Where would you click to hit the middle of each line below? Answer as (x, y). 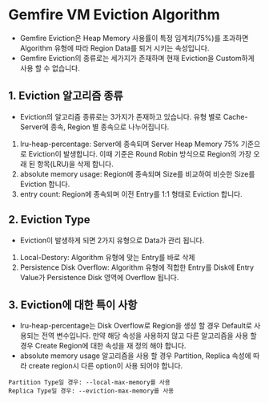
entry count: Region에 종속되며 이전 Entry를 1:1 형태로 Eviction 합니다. (131, 193)
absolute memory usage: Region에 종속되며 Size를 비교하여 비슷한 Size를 (137, 173)
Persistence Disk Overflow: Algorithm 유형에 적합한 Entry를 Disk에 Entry (137, 267)
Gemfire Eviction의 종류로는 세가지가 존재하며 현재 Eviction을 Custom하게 (137, 58)
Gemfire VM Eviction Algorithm (114, 15)
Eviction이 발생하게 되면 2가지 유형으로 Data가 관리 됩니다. (112, 240)
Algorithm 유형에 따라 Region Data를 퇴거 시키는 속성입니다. (114, 48)
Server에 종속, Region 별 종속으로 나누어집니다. (94, 127)
